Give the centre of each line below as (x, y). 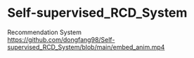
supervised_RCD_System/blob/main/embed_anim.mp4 (86, 47)
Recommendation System (45, 32)
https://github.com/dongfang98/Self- (61, 39)
